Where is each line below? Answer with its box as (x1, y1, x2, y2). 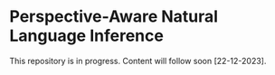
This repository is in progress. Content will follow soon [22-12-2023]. (9, 55, 267, 66)
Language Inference (9, 25, 165, 46)
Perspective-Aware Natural (9, 6, 219, 27)
